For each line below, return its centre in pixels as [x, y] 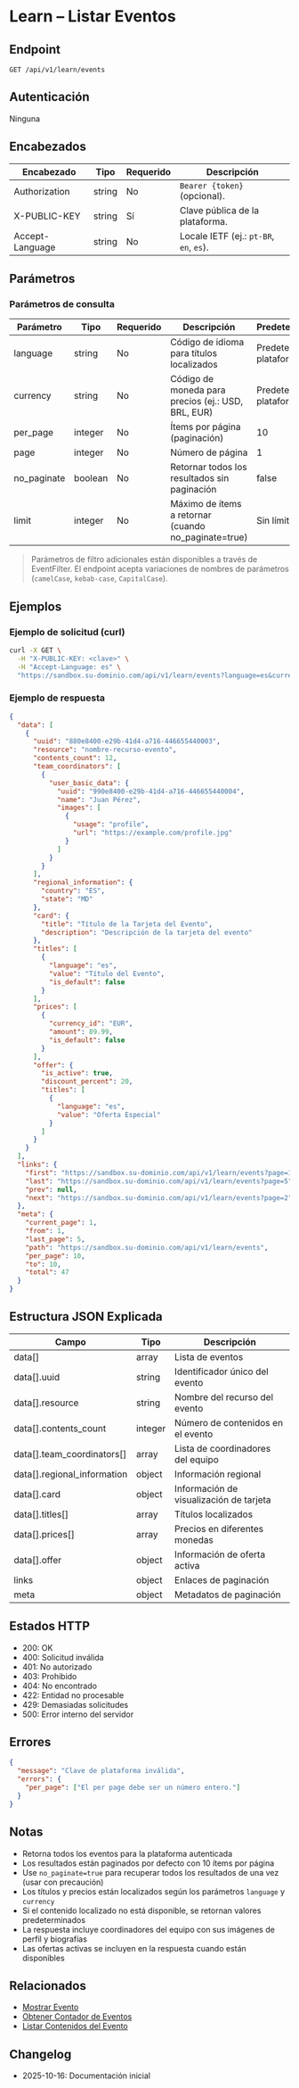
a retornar [191, 515]
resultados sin [200, 478]
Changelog [40, 2054]
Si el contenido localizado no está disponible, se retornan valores [141, 1910]
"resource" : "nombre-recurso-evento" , [105, 750]
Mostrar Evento [50, 2007]
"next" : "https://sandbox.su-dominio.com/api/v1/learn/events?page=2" [159, 1197]
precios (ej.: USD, [206, 402]
